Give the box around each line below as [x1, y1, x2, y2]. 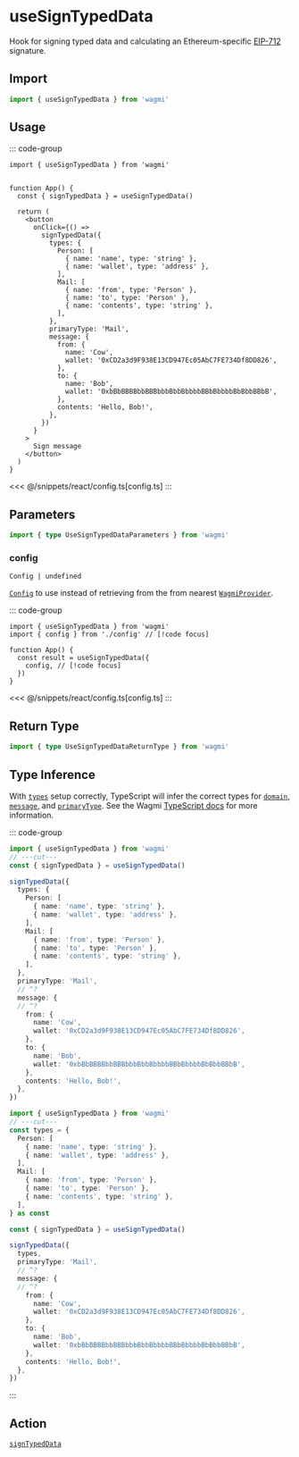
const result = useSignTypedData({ [17, 654, 150, 663]
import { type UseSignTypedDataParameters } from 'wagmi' [9, 531, 229, 540]
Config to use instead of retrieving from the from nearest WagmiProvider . [9, 588, 274, 599]
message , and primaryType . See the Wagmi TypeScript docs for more [9, 800, 258, 810]
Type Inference [9, 766, 96, 783]
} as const [9, 1209, 50, 1218]
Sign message [32, 442, 82, 451]
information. [9, 809, 54, 820]
